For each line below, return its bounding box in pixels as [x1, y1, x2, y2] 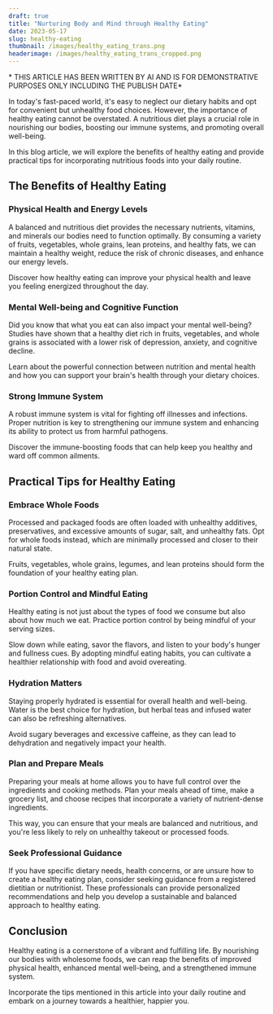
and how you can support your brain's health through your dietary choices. [8, 370, 260, 380]
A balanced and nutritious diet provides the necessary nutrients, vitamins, [8, 222, 256, 232]
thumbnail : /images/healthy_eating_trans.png [8, 42, 165, 50]
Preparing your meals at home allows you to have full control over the [8, 776, 241, 786]
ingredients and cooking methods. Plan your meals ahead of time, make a [8, 785, 254, 795]
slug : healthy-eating [8, 34, 82, 43]
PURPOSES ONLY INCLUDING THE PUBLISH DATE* [8, 81, 183, 90]
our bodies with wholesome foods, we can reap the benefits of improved [8, 954, 252, 964]
